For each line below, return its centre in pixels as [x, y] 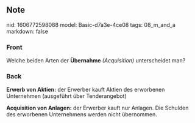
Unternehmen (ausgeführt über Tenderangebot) [66, 96]
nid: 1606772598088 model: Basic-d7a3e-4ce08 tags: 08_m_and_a [91, 24]
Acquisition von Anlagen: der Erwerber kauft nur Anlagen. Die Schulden [97, 108]
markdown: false [27, 31]
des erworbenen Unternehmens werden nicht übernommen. [82, 114]
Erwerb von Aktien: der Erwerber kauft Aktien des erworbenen [86, 90]
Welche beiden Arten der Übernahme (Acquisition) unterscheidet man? [96, 61]
